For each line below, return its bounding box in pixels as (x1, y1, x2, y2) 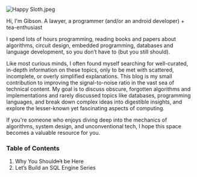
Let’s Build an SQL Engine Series (14, 164, 96, 172)
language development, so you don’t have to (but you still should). (6, 48, 170, 55)
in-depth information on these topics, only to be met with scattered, (6, 66, 174, 73)
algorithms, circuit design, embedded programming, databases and (6, 42, 174, 49)
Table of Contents (6, 144, 60, 152)
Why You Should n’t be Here (14, 158, 84, 165)
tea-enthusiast (6, 24, 43, 31)
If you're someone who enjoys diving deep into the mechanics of (6, 116, 167, 123)
